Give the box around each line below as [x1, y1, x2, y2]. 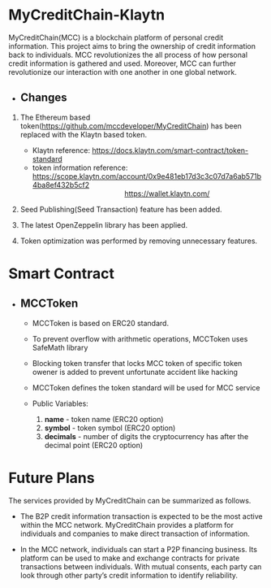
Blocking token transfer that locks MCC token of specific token [32, 358, 243, 368]
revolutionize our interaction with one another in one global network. [8, 67, 237, 76]
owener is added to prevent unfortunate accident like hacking [32, 367, 238, 377]
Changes [19, 91, 67, 105]
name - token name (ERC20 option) [44, 414, 164, 424]
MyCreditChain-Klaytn [8, 6, 165, 24]
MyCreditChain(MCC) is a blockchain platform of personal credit [8, 33, 224, 42]
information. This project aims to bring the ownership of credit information [8, 41, 256, 50]
